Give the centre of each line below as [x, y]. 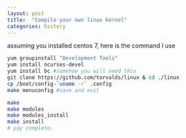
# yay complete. [30, 128]
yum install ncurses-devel [46, 65]
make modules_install [38, 115]
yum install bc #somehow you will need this [72, 71]
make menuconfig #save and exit [53, 90]
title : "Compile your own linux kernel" [67, 20]
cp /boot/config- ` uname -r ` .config [59, 84]
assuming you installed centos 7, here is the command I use [91, 46]
